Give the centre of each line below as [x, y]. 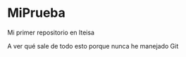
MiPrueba [36, 13]
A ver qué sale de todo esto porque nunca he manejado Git [93, 46]
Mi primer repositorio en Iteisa [51, 32]
